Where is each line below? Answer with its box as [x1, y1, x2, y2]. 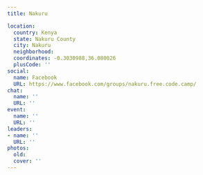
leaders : [7, 125, 33, 132]
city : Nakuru [13, 42, 51, 49]
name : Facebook [13, 74, 58, 81]
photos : [7, 145, 30, 152]
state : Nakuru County [13, 35, 76, 42]
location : [7, 22, 36, 30]
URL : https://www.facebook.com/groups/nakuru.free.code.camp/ [13, 80, 197, 87]
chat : [7, 87, 23, 94]
